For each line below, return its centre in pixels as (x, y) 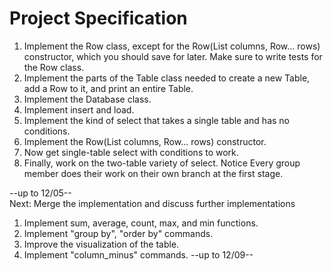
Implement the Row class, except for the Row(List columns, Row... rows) (172, 46)
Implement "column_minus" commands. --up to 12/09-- (138, 254)
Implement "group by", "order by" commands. (118, 233)
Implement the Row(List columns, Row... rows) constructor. (145, 141)
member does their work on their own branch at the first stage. (153, 173)
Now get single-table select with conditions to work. (131, 152)
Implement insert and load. (79, 109)
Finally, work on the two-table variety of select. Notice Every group (162, 163)
